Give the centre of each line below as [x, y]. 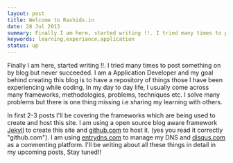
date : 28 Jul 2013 [34, 26]
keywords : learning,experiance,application [71, 39]
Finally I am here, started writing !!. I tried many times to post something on [114, 65]
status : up [23, 46]
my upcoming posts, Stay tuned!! [54, 152]
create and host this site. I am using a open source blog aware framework [112, 123]
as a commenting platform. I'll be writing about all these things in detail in [112, 145]
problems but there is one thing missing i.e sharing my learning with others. [115, 102]
